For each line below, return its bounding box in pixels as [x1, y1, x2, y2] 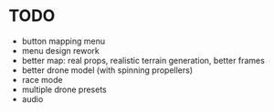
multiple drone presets [21, 84, 107, 95]
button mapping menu [21, 36, 106, 46]
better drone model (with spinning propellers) [21, 65, 194, 76]
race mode [21, 74, 63, 85]
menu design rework [21, 45, 100, 56]
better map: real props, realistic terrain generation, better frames [21, 55, 266, 66]
